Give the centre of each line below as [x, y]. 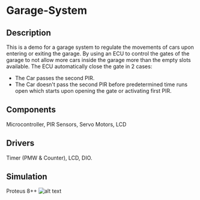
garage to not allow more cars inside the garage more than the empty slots [98, 60]
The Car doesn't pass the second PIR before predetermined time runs [101, 84]
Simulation [27, 177]
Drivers [20, 143]
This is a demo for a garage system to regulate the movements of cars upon [100, 47]
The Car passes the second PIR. [55, 78]
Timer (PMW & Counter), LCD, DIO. [49, 158]
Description [29, 33]
